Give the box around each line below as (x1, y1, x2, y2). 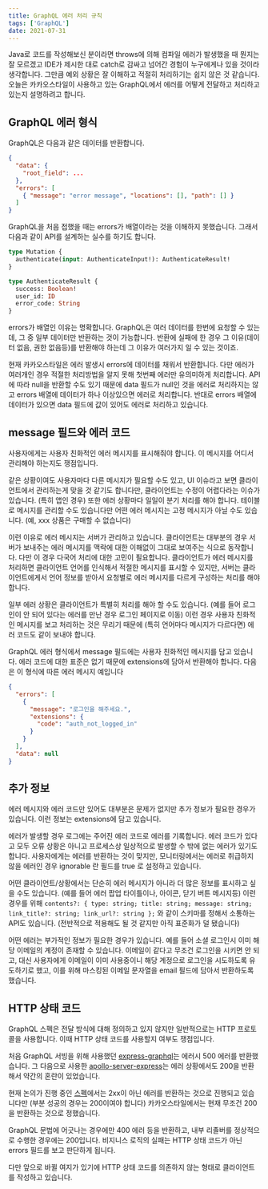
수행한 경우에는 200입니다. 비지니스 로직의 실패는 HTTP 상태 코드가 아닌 (16, 1135, 242, 1145)
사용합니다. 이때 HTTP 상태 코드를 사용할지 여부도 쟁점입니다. (22, 1034, 214, 1044)
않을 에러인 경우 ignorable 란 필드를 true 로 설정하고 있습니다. (8, 861, 202, 871)
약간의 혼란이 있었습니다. (22, 1071, 101, 1081)
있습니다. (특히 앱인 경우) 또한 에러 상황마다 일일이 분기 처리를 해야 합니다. (8, 495, 239, 505)
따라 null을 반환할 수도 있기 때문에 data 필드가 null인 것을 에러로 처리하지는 (16, 380, 250, 390)
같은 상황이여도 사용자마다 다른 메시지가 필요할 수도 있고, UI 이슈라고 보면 (8, 475, 238, 485)
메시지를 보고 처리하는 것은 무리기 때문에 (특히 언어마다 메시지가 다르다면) (16, 620, 246, 629)
